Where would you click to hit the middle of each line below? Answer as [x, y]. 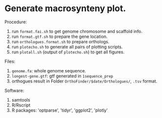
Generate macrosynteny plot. [65, 8]
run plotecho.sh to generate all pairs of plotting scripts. [67, 47]
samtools [21, 100]
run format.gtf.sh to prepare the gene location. [60, 36]
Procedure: [16, 22]
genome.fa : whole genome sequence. [49, 70]
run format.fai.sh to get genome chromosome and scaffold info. [77, 31]
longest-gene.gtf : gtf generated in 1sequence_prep [62, 76]
